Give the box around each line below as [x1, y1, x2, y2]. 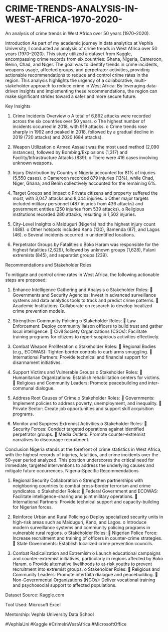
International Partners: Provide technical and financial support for [12, 354, 148, 360]
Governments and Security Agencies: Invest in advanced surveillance [12, 292, 156, 298]
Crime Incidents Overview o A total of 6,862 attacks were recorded [12, 112, 151, 118]
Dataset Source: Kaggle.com [5, 592, 65, 598]
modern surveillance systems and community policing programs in [12, 524, 150, 530]
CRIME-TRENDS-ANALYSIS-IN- [5, 3, 139, 15]
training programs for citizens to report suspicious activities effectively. [12, 333, 159, 339]
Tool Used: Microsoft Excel [5, 601, 61, 607]
